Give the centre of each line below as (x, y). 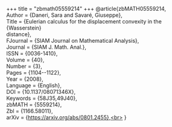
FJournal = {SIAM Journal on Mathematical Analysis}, (73, 41)
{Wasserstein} (24, 28)
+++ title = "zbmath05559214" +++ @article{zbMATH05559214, (86, 9)
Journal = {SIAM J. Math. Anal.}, (46, 47)
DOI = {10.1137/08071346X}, (41, 92)
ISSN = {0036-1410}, (32, 53)
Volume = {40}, (25, 60)
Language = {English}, (34, 85)
